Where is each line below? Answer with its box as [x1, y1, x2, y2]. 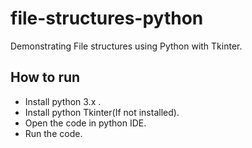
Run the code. [24, 127, 83, 139]
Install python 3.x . [24, 95, 102, 107]
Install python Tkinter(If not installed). [24, 106, 180, 118]
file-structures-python [10, 7, 204, 30]
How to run [10, 69, 81, 86]
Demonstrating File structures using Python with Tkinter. [10, 40, 243, 52]
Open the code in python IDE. [24, 117, 147, 129]
